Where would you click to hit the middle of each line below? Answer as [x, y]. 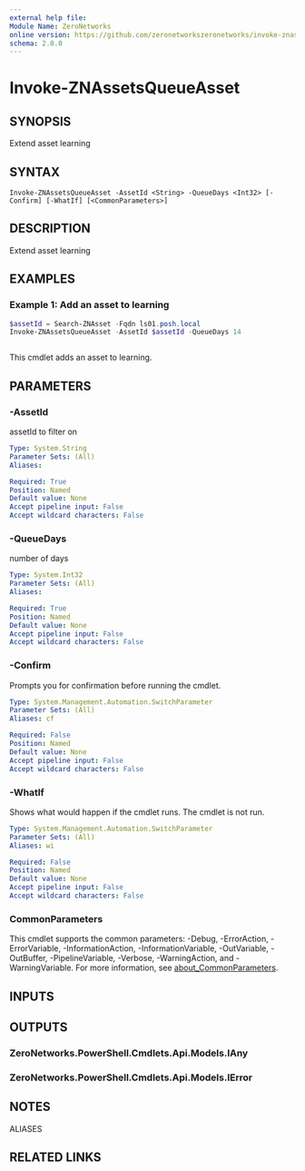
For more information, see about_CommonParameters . [177, 968]
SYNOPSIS [40, 121]
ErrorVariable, [35, 948]
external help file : [49, 18]
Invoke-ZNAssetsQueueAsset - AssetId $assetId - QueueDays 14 [126, 332]
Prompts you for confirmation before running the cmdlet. [115, 685]
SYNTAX [35, 172]
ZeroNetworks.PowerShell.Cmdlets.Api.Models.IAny [129, 1053]
